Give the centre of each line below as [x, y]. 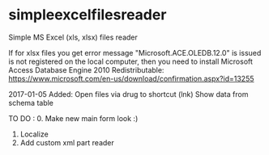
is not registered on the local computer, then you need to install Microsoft [131, 61]
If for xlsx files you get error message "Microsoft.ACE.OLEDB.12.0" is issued [135, 52]
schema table [31, 103]
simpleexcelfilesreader [88, 15]
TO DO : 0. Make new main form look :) [73, 118]
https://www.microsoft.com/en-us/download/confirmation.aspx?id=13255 [131, 78]
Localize [34, 134]
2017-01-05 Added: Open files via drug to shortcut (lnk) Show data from [128, 94]
